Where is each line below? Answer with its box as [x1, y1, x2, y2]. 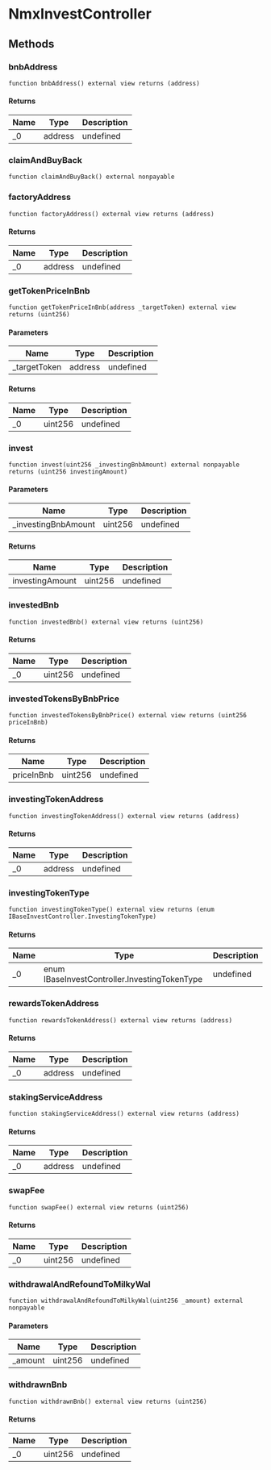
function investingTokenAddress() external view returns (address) [8, 812, 240, 820]
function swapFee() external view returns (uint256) [8, 1203, 190, 1211]
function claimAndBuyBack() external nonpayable [8, 173, 175, 182]
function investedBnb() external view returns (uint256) [8, 618, 204, 626]
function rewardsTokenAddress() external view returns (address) [8, 1016, 232, 1025]
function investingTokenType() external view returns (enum [8, 905, 215, 914]
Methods [8, 37, 55, 51]
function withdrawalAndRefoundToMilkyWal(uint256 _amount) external [8, 1297, 244, 1305]
